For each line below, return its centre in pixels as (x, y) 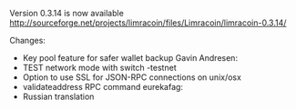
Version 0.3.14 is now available (67, 13)
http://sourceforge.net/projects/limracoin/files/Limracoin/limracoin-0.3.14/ (148, 23)
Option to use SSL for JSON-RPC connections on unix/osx (132, 77)
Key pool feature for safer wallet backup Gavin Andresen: (130, 58)
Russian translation (58, 96)
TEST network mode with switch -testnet (99, 68)
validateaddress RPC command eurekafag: (103, 87)
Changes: (27, 40)
